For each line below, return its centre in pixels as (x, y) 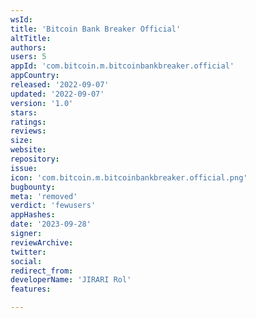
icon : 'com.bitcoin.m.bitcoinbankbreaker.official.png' (129, 177)
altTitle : (31, 38)
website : (28, 150)
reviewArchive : (42, 242)
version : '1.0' (42, 103)
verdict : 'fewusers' (53, 206)
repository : (35, 159)
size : (21, 141)
